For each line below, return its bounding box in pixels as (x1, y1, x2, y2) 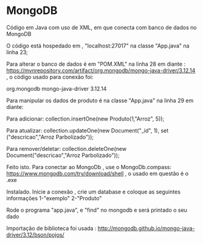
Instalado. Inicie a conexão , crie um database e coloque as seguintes (6, 188, 181, 195)
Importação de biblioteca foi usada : (6, 225, 97, 232)
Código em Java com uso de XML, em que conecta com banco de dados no (6, 24, 197, 31)
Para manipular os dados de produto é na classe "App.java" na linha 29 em (6, 97, 194, 104)
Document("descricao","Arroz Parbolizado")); (6, 152, 120, 159)
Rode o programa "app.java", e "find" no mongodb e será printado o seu (6, 206, 187, 214)
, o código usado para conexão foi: (6, 73, 94, 80)
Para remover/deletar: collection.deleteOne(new (6, 145, 126, 152)
